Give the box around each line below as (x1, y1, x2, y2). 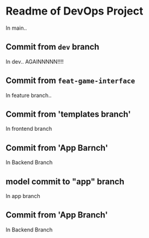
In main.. (5, 24, 27, 31)
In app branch (5, 193, 40, 199)
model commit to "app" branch (5, 176, 125, 187)
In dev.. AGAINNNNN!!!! (5, 58, 64, 65)
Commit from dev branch (5, 42, 100, 52)
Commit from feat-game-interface (5, 76, 135, 86)
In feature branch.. (5, 91, 52, 99)
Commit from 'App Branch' (5, 210, 108, 220)
